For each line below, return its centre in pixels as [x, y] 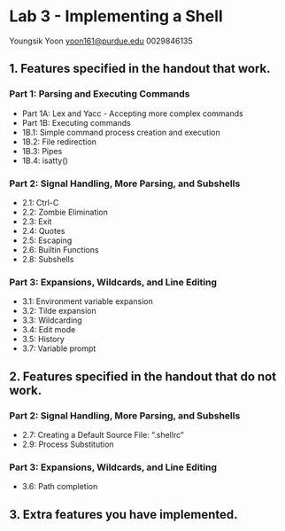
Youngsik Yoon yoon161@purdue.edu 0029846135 [101, 41]
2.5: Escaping [47, 240]
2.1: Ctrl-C [40, 202]
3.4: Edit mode [49, 330]
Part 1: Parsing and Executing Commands [100, 94]
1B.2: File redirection [59, 141]
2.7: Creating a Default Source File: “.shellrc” [103, 434]
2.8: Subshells [48, 259]
